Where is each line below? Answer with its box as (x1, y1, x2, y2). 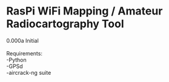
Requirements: (6, 49, 42, 57)
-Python (6, 56, 27, 63)
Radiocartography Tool (6, 17, 124, 31)
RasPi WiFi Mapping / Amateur (6, 4, 163, 18)
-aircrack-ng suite (6, 69, 51, 76)
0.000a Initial (6, 37, 39, 44)
